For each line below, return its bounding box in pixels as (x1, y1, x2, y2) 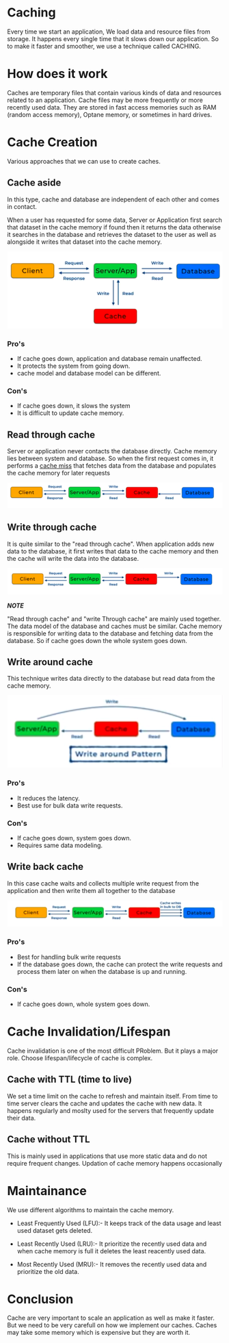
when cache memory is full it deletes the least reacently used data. (16, 1246, 206, 1255)
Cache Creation (7, 135, 98, 150)
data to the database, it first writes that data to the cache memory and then (7, 547, 219, 555)
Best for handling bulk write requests (16, 953, 122, 961)
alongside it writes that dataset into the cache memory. (7, 238, 162, 246)
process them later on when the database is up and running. (16, 967, 187, 975)
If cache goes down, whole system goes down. (16, 1000, 150, 1008)
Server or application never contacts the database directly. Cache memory (7, 447, 217, 455)
